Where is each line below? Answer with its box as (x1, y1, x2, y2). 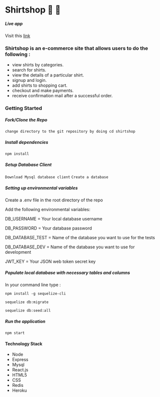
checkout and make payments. (12, 88, 74, 93)
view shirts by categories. (12, 62, 64, 68)
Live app (5, 20, 23, 26)
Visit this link (5, 33, 31, 39)
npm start (5, 331, 25, 336)
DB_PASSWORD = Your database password (5, 225, 92, 231)
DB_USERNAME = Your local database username (5, 216, 103, 222)
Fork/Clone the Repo (5, 117, 48, 122)
